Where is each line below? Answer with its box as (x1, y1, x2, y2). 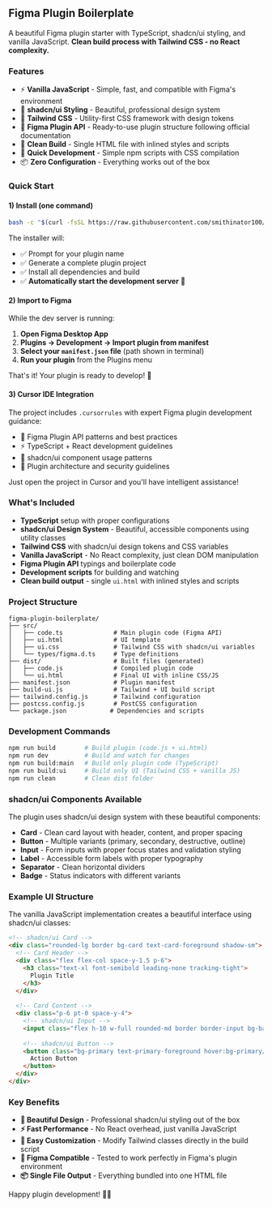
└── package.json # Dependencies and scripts (8, 707, 205, 715)
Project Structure (8, 596, 78, 607)
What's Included (8, 497, 75, 508)
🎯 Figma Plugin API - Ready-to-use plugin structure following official (19, 122, 250, 132)
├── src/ (8, 622, 38, 630)
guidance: (8, 416, 42, 425)
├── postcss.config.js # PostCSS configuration (8, 700, 198, 709)
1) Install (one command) (8, 200, 94, 210)
